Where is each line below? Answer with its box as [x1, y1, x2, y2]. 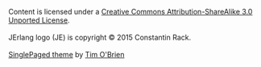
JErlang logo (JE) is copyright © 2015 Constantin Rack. [8, 32, 192, 42]
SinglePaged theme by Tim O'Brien [8, 50, 125, 59]
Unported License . [8, 15, 70, 25]
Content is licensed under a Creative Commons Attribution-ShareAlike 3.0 [8, 7, 253, 16]
